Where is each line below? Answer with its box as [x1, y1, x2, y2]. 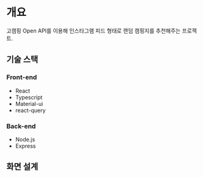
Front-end [6, 73, 37, 81]
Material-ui [15, 100, 44, 107]
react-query [15, 107, 46, 114]
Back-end [6, 122, 36, 130]
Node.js [15, 135, 36, 143]
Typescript [15, 93, 43, 101]
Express [15, 142, 36, 149]
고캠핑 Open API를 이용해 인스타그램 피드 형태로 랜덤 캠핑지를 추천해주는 [6, 27, 181, 34]
